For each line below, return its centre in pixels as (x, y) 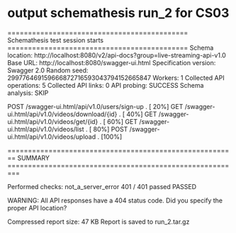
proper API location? (37, 208)
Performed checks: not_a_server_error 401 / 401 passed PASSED (102, 186)
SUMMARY (33, 158)
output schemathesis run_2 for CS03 (118, 13)
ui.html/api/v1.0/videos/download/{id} (62, 114)
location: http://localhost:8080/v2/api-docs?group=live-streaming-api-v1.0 (117, 55)
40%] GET (142, 114)
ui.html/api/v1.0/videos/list (46, 129)
